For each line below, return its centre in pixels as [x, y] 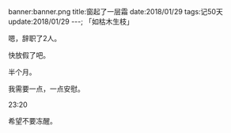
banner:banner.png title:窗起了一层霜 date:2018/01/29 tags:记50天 [116, 11]
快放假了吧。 [29, 55]
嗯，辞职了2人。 [35, 38]
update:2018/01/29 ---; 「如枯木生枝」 [71, 21]
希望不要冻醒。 [32, 121]
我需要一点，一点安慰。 [46, 89]
